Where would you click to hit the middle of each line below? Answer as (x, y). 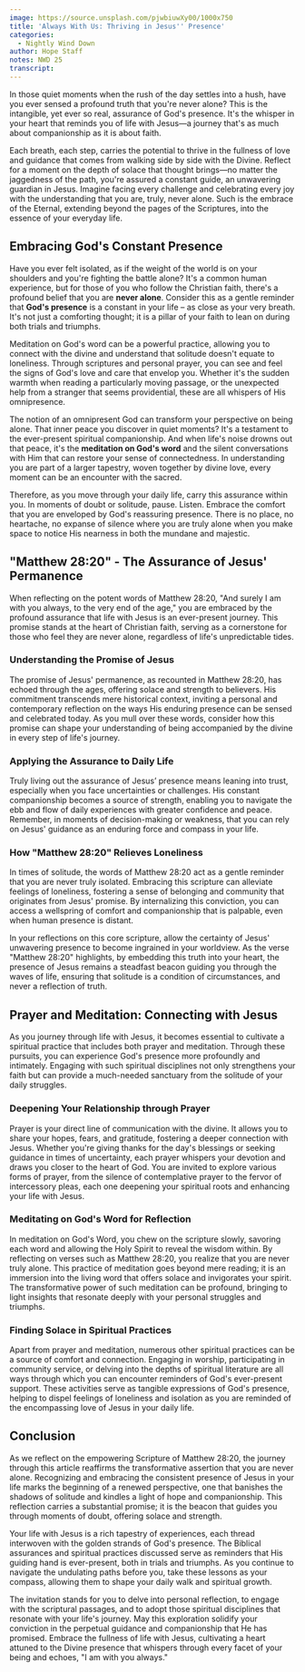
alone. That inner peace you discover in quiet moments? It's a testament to (149, 428)
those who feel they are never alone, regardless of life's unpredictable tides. (152, 636)
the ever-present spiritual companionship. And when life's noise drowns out (151, 438)
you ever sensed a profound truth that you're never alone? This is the (138, 103)
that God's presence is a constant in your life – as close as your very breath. (152, 307)
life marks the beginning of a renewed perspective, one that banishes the (146, 1487)
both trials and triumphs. (55, 326)
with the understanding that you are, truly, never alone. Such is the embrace (151, 198)
